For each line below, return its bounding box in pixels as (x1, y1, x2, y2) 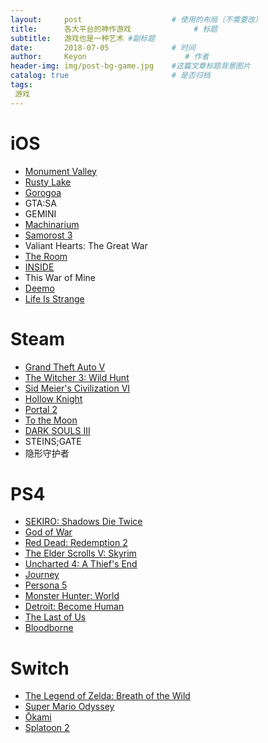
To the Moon (24, 414, 78, 426)
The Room (24, 250, 68, 262)
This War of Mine (24, 271, 96, 283)
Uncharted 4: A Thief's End (24, 558, 138, 570)
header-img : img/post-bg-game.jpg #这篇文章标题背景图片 (10, 61, 251, 71)
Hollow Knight (24, 392, 83, 405)
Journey (24, 569, 60, 581)
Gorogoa (24, 186, 62, 198)
